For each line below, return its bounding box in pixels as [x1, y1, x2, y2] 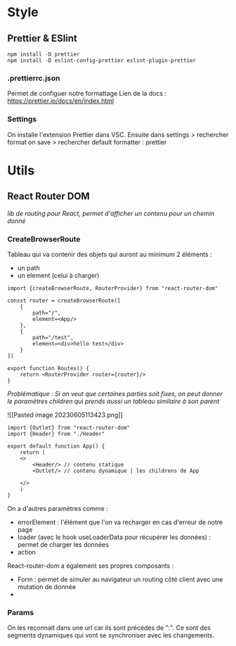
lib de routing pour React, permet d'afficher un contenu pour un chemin [7, 209, 215, 217]
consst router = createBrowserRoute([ [7, 297, 121, 304]
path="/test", [32, 334, 74, 341]
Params [7, 607, 34, 617]
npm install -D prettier [7, 51, 80, 58]
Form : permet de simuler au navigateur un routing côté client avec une [17, 575, 223, 583]
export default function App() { [7, 443, 105, 450]
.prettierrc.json [7, 73, 60, 83]
